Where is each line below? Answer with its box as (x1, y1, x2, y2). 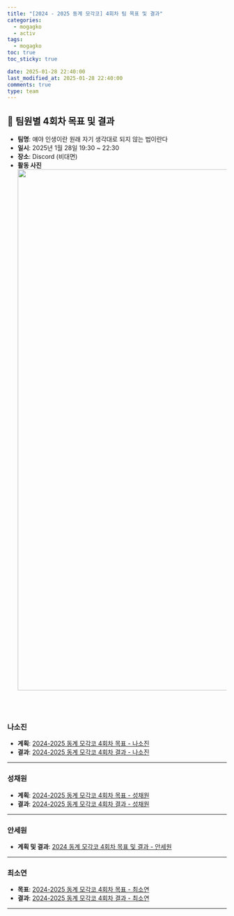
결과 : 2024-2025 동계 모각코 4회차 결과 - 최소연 (17, 894, 150, 903)
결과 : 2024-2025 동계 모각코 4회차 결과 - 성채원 (17, 800, 150, 808)
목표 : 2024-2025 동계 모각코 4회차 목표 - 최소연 (17, 885, 150, 894)
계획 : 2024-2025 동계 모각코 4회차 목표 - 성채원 (17, 791, 150, 799)
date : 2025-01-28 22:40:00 (7, 68, 86, 75)
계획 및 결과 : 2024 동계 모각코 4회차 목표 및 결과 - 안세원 (17, 842, 172, 850)
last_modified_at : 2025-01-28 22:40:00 (7, 75, 123, 82)
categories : (7, 17, 42, 24)
